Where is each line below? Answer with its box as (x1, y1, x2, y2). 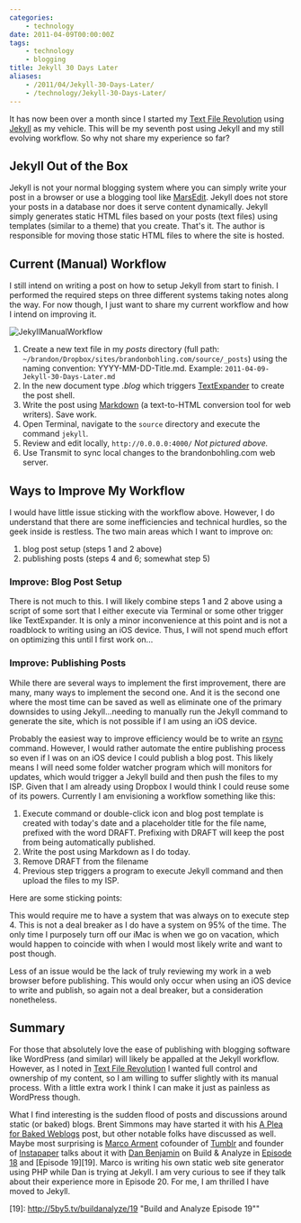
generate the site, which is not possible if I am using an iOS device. (9, 715, 258, 726)
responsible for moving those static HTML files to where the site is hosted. (9, 231, 285, 241)
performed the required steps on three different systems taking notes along (9, 290, 289, 301)
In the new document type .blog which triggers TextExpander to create (22, 380, 285, 392)
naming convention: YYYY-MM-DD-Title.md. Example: (22, 363, 223, 374)
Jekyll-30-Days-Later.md (22, 373, 116, 382)
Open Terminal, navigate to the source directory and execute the (22, 419, 261, 430)
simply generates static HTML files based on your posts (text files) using (9, 211, 279, 222)
